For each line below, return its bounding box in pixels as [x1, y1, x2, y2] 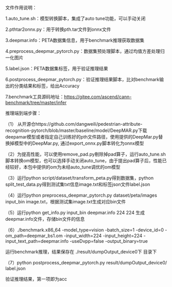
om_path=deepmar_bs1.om [5, 233, 63, 239]
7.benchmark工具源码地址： [5, 94, 64, 100]
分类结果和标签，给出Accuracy [14, 83, 80, 89]
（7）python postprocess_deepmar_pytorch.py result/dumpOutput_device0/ [5, 260, 167, 265]
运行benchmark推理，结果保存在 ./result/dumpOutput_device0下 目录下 [5, 248, 157, 255]
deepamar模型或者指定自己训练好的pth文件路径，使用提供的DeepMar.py [5, 134, 159, 140]
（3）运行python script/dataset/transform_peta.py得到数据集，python [5, 175, 154, 181]
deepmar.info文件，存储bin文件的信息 [5, 216, 85, 222]
